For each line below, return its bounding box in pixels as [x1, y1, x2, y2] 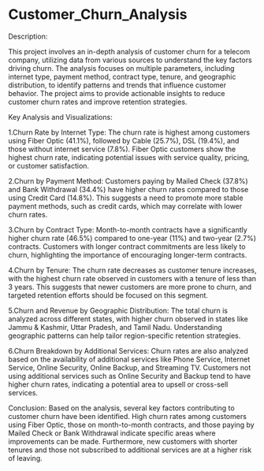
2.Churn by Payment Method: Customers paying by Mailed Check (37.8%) [8, 176, 248, 186]
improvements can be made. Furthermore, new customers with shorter [8, 436, 238, 446]
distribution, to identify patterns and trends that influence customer [8, 80, 227, 90]
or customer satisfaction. [8, 161, 89, 170]
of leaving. [8, 453, 43, 462]
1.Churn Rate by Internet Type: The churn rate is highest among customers [8, 128, 251, 137]
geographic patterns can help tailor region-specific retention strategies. [8, 331, 241, 340]
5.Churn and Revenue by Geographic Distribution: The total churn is [8, 306, 229, 315]
